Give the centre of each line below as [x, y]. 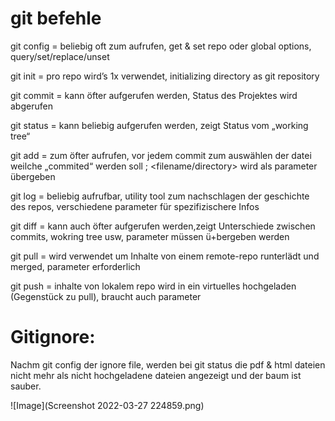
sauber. [26, 386]
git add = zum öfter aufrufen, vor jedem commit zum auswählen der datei [161, 155]
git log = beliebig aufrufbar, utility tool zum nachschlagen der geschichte [160, 196]
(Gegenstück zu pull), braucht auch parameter [106, 296]
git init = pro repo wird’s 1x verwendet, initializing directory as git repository [165, 76]
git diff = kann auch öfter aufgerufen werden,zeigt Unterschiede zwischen [163, 226]
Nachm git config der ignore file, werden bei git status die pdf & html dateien [168, 364]
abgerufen [31, 106]
